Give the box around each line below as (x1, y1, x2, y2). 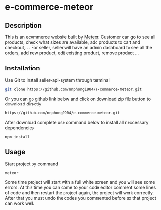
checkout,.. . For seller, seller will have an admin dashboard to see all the (5, 45, 153, 50)
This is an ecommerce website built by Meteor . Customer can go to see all (5, 34, 156, 40)
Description (5, 21, 42, 30)
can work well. (5, 200, 35, 206)
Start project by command (5, 161, 58, 167)
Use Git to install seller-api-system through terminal (5, 77, 110, 83)
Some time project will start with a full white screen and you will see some (5, 179, 155, 185)
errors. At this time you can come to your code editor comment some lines (5, 184, 156, 191)
